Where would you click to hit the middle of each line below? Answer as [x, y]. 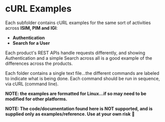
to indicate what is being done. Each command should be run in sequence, [82, 78]
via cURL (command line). [32, 84]
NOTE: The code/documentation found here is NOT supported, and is [79, 108]
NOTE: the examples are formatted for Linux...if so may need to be [76, 93]
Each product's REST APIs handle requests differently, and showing [75, 53]
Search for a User [31, 43]
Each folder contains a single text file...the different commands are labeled [82, 73]
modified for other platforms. [36, 99]
